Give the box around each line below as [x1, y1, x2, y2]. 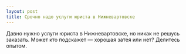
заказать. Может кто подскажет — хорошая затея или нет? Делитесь [6, 36, 180, 43]
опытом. [6, 42, 28, 49]
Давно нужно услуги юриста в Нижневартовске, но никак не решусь [6, 30, 180, 37]
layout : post [6, 8, 38, 15]
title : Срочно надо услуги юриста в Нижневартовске [6, 14, 135, 20]
